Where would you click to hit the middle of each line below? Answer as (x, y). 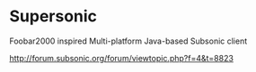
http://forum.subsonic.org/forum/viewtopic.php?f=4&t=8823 (121, 58)
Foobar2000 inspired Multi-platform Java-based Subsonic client (128, 41)
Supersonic (53, 16)
